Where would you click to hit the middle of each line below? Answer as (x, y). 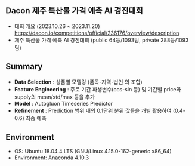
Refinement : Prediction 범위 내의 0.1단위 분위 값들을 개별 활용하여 (93, 110)
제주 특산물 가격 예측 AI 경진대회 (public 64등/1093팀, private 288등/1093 (101, 40)
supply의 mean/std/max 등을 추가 (55, 97)
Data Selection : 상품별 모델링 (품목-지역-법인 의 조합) (78, 82)
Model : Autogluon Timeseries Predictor (63, 103)
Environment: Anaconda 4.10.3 (52, 158)
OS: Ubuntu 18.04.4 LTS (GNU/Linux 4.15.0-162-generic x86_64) (93, 152)
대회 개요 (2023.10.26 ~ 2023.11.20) (57, 26)
